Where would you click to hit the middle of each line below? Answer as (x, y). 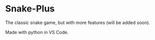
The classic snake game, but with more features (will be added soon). (78, 22)
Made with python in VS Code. (37, 32)
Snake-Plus (30, 9)
